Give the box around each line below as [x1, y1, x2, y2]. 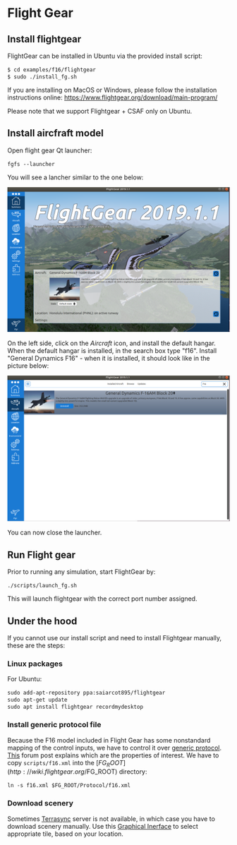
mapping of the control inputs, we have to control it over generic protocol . [7, 743, 222, 752]
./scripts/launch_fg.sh [7, 582, 78, 589]
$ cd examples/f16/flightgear [7, 66, 97, 73]
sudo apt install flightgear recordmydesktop [7, 704, 143, 711]
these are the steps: [7, 641, 66, 649]
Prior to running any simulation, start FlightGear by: [7, 568, 156, 576]
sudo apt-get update [7, 697, 68, 704]
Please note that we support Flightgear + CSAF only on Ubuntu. [7, 107, 193, 115]
